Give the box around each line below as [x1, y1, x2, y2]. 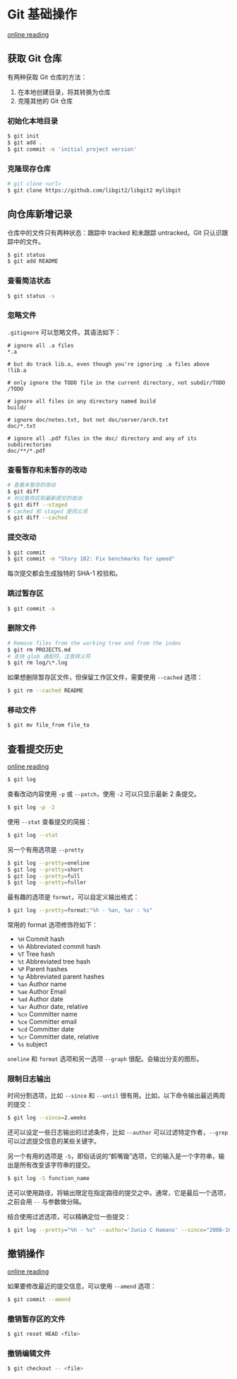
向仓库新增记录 [7, 208, 73, 220]
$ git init [7, 132, 39, 140]
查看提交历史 [7, 743, 63, 755]
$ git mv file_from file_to [7, 722, 90, 729]
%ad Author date [17, 995, 63, 1003]
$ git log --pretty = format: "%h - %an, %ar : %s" [7, 907, 153, 914]
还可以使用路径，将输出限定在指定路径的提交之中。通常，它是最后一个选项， [7, 1189, 230, 1197]
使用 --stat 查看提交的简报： [7, 817, 92, 826]
